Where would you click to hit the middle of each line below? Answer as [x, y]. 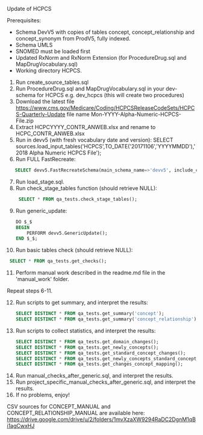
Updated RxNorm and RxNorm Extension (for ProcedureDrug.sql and [101, 58]
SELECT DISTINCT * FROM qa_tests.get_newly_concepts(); [87, 347]
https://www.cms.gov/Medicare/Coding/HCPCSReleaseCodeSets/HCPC [105, 108]
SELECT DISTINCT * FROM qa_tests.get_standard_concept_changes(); [101, 353]
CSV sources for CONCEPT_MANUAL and [59, 407]
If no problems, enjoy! [42, 395]
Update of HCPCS [29, 9]
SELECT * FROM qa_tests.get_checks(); [58, 261]
